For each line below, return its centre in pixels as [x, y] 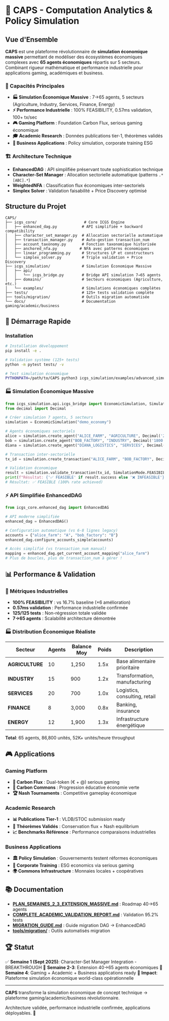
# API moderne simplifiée [32, 517]
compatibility [20, 231]
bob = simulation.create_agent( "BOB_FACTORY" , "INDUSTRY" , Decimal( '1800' [85, 440]
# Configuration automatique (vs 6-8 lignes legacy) [62, 530]
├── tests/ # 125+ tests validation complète [80, 293]
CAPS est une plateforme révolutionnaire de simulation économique [76, 52]
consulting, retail [136, 697]
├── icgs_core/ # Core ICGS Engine [65, 222]
